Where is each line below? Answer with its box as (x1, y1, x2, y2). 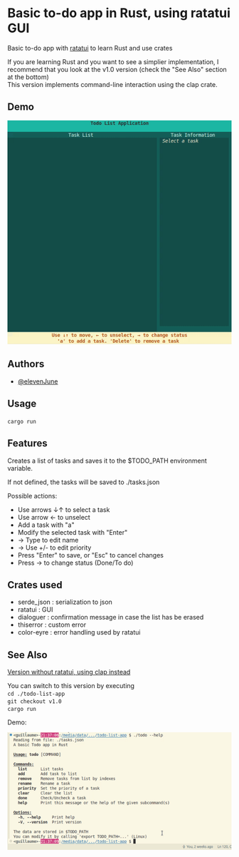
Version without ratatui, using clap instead (7, 668, 131, 677)
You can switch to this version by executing (7, 682, 135, 690)
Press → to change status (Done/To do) (17, 558, 134, 567)
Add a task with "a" (17, 520, 75, 529)
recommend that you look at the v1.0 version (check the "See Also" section (7, 65, 228, 73)
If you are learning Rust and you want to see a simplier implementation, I (7, 57, 219, 66)
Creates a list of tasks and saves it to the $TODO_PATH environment (7, 456, 208, 465)
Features (7, 437, 48, 450)
